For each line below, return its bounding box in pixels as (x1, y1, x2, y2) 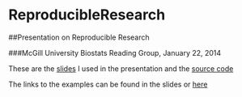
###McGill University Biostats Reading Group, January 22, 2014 (8, 48, 222, 57)
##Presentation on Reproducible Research (8, 32, 150, 42)
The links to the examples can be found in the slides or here (8, 79, 208, 89)
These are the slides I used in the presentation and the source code (8, 63, 234, 74)
